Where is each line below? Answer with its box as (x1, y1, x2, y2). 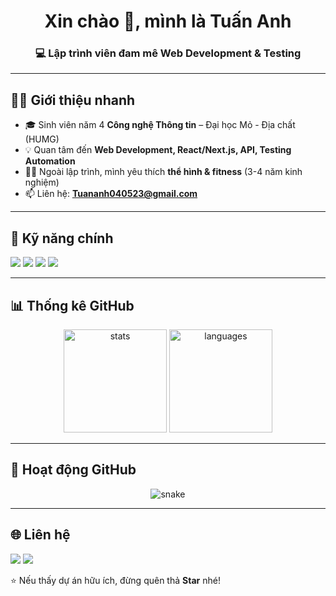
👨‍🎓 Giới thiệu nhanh (10, 91, 136, 109)
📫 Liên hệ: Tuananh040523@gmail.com (24, 188, 198, 200)
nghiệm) (24, 176, 60, 189)
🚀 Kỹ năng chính (10, 230, 114, 247)
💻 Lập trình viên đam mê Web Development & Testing (34, 46, 302, 60)
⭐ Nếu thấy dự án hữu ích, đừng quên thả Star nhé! (10, 574, 221, 586)
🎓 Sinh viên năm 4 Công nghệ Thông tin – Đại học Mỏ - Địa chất (24, 119, 296, 131)
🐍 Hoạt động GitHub (10, 461, 137, 479)
